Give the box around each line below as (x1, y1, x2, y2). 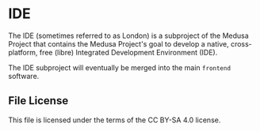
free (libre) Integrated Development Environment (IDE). (39, 47, 218, 57)
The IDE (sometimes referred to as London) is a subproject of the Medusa (8, 31, 250, 40)
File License (8, 94, 69, 107)
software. (8, 71, 40, 80)
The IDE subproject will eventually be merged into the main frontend (8, 62, 231, 72)
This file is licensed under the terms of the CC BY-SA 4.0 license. (8, 115, 221, 125)
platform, (8, 47, 38, 57)
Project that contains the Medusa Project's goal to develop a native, (8, 39, 229, 48)
